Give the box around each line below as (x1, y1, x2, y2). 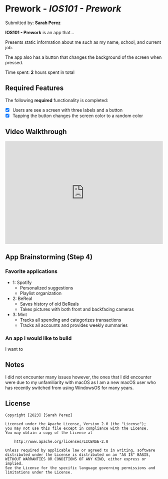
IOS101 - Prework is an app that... (5, 29, 74, 35)
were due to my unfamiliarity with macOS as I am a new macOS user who (5, 379, 156, 385)
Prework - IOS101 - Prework (5, 3, 121, 15)
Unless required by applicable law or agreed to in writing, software (5, 448, 155, 453)
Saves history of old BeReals (19, 301, 79, 307)
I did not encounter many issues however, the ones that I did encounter (5, 374, 151, 380)
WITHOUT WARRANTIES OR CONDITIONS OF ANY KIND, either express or (5, 456, 146, 461)
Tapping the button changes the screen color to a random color (12, 113, 143, 119)
